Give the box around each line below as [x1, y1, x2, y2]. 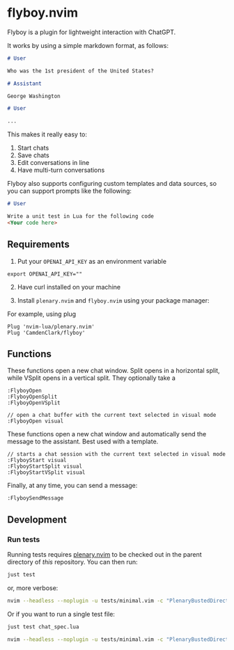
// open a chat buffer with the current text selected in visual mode [7, 412, 217, 419]
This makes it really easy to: [7, 130, 88, 138]
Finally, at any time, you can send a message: [7, 482, 138, 490]
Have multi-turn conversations [17, 166, 105, 175]
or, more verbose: [7, 584, 58, 592]
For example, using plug [7, 310, 77, 318]
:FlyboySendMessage [7, 495, 64, 502]
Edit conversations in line [17, 159, 90, 167]
